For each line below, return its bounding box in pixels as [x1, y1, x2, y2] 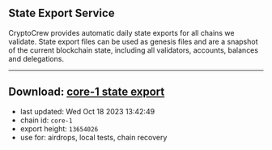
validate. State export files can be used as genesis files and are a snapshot [8, 36, 258, 46]
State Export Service [8, 6, 115, 20]
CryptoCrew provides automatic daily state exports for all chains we [8, 28, 235, 37]
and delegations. [8, 54, 65, 63]
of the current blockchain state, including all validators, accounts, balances [8, 45, 259, 55]
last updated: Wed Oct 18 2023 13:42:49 [19, 106, 155, 116]
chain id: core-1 [19, 115, 73, 125]
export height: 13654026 [19, 123, 99, 133]
